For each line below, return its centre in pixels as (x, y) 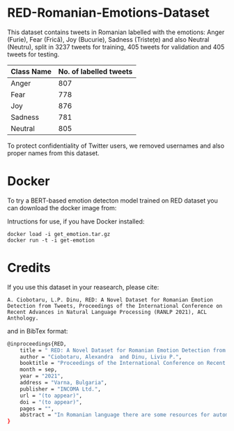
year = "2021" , (42, 376)
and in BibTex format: (38, 331)
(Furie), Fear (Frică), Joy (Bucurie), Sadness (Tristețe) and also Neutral (108, 39)
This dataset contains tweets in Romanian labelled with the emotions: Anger (116, 32)
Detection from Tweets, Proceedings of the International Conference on (115, 306)
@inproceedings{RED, (37, 344)
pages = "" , (37, 409)
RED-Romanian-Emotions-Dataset (109, 13)
